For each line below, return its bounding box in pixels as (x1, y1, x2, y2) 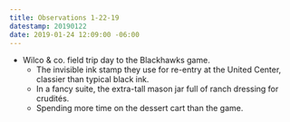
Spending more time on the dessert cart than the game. (35, 103, 244, 114)
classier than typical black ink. (35, 74, 150, 85)
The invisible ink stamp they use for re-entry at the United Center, (35, 64, 282, 75)
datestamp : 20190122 (9, 22, 88, 31)
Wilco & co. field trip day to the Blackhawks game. (22, 55, 210, 66)
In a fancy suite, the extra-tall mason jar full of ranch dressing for (35, 83, 279, 95)
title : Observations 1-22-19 (9, 13, 120, 23)
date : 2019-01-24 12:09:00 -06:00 (9, 30, 140, 39)
